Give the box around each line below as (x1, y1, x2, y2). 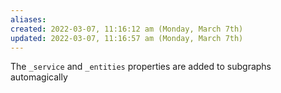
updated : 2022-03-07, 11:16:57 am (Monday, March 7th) (10, 33, 244, 43)
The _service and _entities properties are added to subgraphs (10, 61, 272, 73)
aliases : (10, 14, 47, 25)
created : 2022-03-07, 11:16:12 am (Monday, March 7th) (10, 24, 244, 34)
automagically (10, 71, 68, 83)
